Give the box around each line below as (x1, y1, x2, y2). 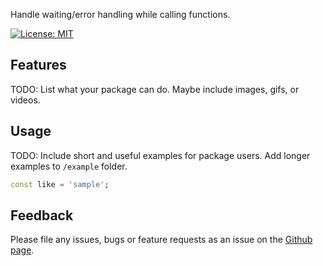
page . (10, 244, 35, 256)
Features (10, 57, 67, 74)
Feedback (10, 207, 74, 224)
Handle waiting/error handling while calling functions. (10, 9, 231, 20)
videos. (10, 94, 41, 106)
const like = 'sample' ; (10, 179, 110, 189)
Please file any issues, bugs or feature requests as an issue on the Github (10, 234, 313, 246)
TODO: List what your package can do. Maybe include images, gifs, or (10, 83, 300, 95)
